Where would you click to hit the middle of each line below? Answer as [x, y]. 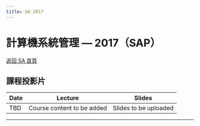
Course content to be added [68, 108]
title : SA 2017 [25, 12]
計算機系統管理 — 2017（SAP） [84, 43]
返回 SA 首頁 [22, 61]
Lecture [68, 98]
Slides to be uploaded [143, 108]
